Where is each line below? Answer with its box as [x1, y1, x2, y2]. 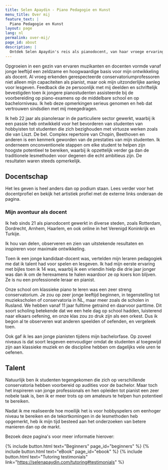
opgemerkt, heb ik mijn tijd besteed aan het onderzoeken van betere [5, 418, 146, 424]
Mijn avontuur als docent [5, 209, 67, 216]
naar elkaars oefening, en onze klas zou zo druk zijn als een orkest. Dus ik [5, 313, 158, 319]
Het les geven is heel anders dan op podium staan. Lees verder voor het [5, 186, 154, 192]
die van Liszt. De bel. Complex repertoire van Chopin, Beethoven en [5, 131, 145, 137]
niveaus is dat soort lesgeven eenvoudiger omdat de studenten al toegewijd [5, 338, 161, 344]
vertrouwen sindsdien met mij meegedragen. [5, 106, 97, 112]
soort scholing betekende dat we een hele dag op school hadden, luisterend [5, 307, 162, 313]
